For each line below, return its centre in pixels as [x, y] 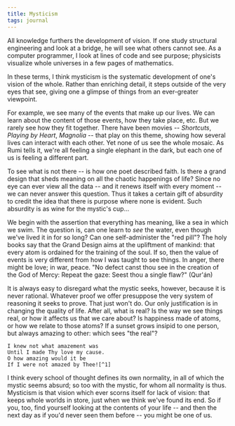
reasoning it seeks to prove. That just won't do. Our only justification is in [113, 303]
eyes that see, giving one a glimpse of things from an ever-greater [103, 92]
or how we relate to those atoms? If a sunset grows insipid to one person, [113, 325]
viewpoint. [22, 99]
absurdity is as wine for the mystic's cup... [68, 208]
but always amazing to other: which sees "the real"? [82, 333]
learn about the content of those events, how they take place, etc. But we [113, 120]
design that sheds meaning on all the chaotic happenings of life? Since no [114, 178]
